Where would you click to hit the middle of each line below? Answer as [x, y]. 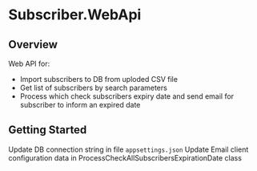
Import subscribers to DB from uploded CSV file [99, 79]
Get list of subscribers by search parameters [94, 88]
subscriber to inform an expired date [80, 105]
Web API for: [29, 63]
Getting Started [48, 130]
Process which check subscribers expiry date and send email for [127, 96]
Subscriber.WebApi [75, 15]
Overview [33, 45]
